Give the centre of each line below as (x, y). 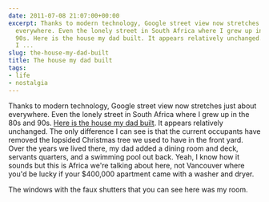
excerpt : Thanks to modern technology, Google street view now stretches (134, 23)
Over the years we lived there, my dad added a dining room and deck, (123, 148)
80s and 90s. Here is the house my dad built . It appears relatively (116, 123)
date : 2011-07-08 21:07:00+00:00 (64, 16)
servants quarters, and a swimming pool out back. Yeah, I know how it (124, 156)
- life (19, 75)
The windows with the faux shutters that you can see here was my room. (128, 189)
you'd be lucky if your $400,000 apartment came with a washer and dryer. (131, 174)
